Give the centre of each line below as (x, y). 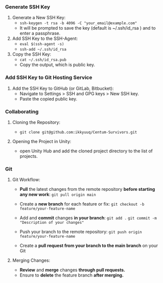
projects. (29, 156)
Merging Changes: (31, 260)
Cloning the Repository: (36, 122)
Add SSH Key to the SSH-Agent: (45, 38)
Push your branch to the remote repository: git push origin (81, 232)
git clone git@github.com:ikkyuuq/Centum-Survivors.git (78, 132)
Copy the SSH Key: (32, 54)
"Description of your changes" (52, 223)
